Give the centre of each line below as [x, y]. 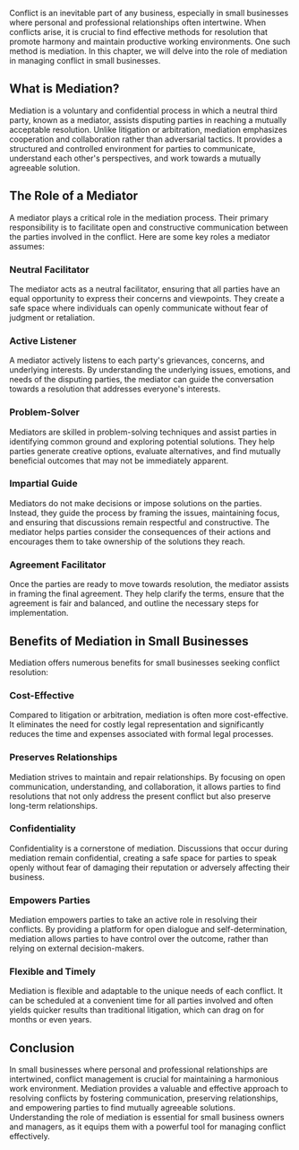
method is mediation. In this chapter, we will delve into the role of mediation [149, 51]
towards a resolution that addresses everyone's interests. [115, 389]
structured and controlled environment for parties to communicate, [132, 148]
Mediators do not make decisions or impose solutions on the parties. [136, 503]
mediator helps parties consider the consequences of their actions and [140, 531]
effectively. [30, 1137]
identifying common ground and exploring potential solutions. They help [142, 441]
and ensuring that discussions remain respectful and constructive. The [140, 522]
